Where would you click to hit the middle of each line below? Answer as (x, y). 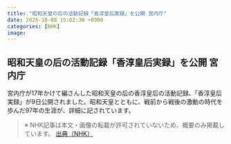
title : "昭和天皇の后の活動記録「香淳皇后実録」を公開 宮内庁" (87, 13)
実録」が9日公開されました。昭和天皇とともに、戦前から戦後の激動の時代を (115, 102)
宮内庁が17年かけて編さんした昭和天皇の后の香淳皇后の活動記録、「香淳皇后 (115, 93)
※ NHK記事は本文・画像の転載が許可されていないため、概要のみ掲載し (124, 125)
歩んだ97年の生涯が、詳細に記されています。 (71, 110)
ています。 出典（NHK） (58, 134)
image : (17, 33)
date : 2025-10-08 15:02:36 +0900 (55, 20)
